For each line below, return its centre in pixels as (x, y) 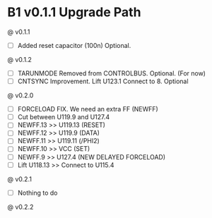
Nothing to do (37, 193)
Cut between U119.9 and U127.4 (64, 117)
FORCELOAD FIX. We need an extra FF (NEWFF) (88, 109)
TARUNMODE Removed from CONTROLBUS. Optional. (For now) (112, 73)
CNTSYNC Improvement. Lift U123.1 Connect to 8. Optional (103, 81)
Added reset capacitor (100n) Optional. (74, 45)
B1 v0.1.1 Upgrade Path (74, 12)
